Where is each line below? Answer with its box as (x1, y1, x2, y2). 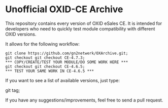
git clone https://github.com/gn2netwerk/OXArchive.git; (5, 51, 128, 56)
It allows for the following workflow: (5, 41, 80, 47)
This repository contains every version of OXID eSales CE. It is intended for (5, 20, 162, 26)
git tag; (5, 87, 20, 93)
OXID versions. (5, 31, 37, 37)
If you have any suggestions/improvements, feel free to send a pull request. (5, 97, 163, 103)
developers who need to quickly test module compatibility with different (5, 25, 155, 31)
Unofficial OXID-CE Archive (5, 4, 123, 15)
